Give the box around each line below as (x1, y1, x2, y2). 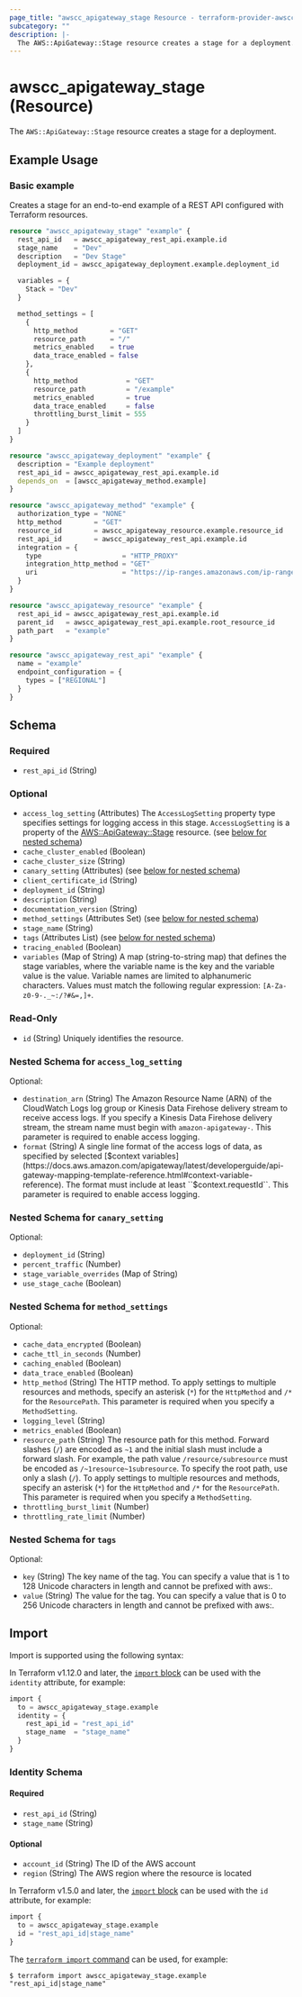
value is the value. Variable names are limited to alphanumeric (22, 970, 252, 982)
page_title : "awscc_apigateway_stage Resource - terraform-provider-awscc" (9, 13, 299, 23)
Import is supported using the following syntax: (9, 1649, 184, 1660)
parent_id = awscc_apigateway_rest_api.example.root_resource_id (17, 618, 276, 627)
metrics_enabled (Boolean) (22, 1424, 122, 1435)
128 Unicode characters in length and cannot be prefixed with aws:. (22, 1580, 273, 1591)
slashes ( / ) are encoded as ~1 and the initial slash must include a (22, 1443, 262, 1455)
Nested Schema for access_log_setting (9, 1055, 182, 1067)
